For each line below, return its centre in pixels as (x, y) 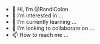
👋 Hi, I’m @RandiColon (40, 9)
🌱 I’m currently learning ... (44, 22)
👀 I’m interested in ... (38, 15)
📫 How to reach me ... (40, 35)
